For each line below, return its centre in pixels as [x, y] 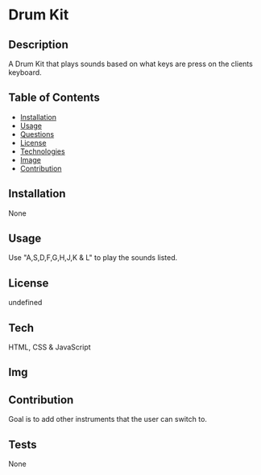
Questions [37, 134]
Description [38, 45]
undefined [25, 303]
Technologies [43, 151]
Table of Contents [54, 98]
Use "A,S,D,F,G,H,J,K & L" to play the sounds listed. [93, 258]
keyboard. [25, 72]
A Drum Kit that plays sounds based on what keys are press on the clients [131, 64]
